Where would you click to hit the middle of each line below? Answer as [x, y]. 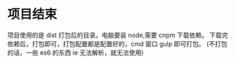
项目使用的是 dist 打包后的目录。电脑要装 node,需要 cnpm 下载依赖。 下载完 [118, 35]
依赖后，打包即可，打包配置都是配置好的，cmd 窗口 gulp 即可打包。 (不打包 [117, 43]
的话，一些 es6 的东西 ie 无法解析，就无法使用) [76, 52]
